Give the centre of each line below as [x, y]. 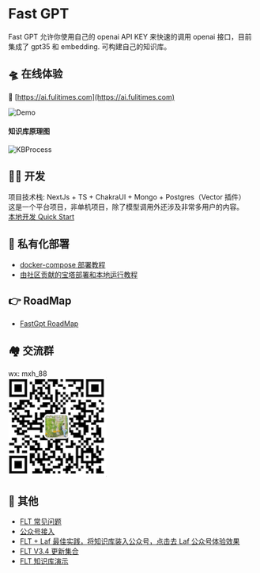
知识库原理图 [29, 131]
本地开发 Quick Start [41, 216]
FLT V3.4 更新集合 [49, 552]
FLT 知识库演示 [44, 561]
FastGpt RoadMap [49, 324]
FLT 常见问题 [40, 522]
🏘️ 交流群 [31, 350]
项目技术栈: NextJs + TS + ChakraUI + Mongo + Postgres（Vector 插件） [127, 197]
